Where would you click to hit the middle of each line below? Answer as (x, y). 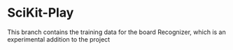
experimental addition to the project (59, 39)
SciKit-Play (41, 13)
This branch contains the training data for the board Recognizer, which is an (116, 32)
